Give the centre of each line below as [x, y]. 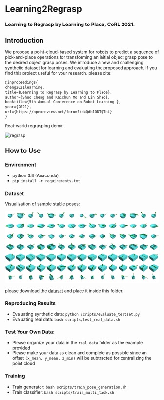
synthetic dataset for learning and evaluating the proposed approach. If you [81, 68]
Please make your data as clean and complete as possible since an [80, 353]
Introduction [24, 40]
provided [21, 348]
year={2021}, [18, 107]
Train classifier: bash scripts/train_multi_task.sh [63, 392]
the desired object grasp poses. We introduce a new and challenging [74, 62]
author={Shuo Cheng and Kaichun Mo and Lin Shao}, [58, 97]
